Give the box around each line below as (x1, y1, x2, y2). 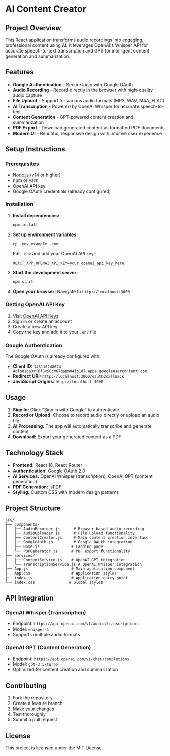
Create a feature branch (12, 700, 63, 707)
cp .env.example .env (12, 241, 58, 246)
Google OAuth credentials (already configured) (12, 188, 111, 194)
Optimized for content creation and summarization (12, 666, 118, 673)
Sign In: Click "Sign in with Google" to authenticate (12, 406, 119, 413)
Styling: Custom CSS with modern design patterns (12, 489, 119, 495)
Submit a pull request (12, 717, 57, 723)
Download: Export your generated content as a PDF (12, 434, 122, 440)
